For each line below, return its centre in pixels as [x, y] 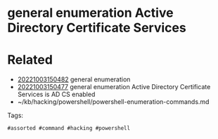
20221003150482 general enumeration [74, 79]
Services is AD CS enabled [56, 94]
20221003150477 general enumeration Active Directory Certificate [114, 87]
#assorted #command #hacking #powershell [69, 128]
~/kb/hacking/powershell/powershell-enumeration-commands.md [113, 102]
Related [30, 60]
